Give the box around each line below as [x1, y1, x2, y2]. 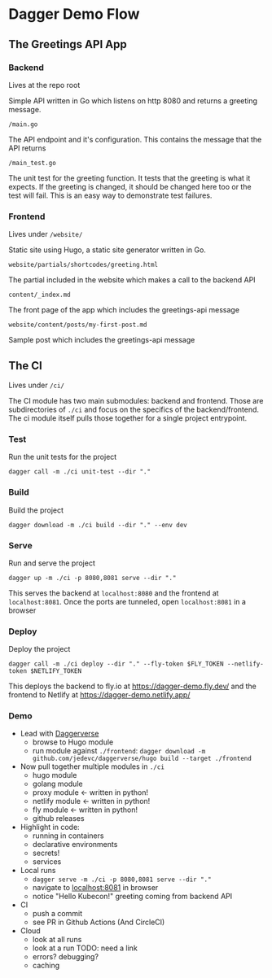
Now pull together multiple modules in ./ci [20, 762, 165, 771]
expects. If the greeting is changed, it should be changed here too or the [8, 181, 252, 191]
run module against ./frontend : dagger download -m [32, 746, 206, 756]
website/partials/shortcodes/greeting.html [8, 261, 159, 269]
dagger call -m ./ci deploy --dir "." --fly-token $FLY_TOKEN [8, 660, 224, 668]
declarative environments [32, 840, 118, 849]
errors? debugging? [32, 952, 99, 962]
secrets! [32, 848, 60, 858]
